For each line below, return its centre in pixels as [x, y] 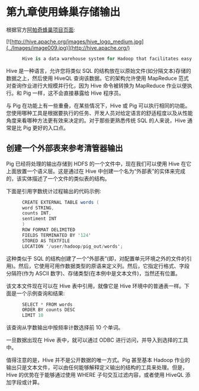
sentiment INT [39, 219]
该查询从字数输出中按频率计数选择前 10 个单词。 [65, 328]
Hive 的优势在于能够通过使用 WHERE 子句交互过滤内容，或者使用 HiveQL [95, 375]
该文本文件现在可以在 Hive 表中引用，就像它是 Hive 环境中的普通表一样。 [95, 286]
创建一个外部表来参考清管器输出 [65, 148]
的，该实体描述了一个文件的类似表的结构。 [58, 178]
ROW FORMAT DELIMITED [49, 230]
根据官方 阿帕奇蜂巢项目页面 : [41, 30]
